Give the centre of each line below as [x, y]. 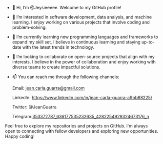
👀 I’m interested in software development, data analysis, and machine [82, 17]
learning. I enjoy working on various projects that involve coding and [81, 22]
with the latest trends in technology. [58, 47]
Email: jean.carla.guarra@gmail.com [48, 88]
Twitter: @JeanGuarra [34, 107]
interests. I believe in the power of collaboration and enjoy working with [84, 62]
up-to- [148, 42]
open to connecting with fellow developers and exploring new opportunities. [82, 131]
